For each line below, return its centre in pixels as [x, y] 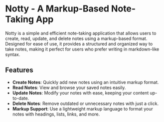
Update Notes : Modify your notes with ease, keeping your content [81, 92]
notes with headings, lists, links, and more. [56, 114]
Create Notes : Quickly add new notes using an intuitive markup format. [85, 82]
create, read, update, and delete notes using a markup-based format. [76, 38]
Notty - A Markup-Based [57, 9]
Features [19, 70]
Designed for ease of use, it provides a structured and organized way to [79, 43]
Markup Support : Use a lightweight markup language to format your [82, 108]
